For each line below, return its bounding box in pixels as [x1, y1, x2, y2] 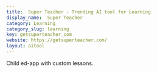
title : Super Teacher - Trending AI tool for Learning [6, 9, 151, 15]
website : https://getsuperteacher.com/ [6, 37, 108, 43]
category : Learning [6, 20, 56, 26]
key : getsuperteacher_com [6, 32, 72, 38]
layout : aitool [6, 43, 45, 49]
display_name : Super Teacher [6, 15, 83, 21]
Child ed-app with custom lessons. [6, 59, 94, 67]
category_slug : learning [6, 26, 69, 32]
